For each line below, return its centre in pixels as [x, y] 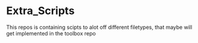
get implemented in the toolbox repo [51, 33]
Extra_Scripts [40, 11]
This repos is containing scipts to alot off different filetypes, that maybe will [99, 27]
